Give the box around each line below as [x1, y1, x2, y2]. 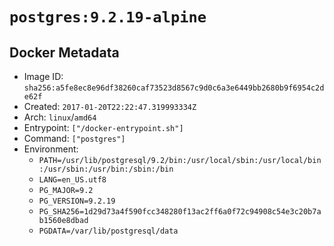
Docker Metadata [9, 44, 120, 61]
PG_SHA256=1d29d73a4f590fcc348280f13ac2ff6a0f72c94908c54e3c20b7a [38, 207, 322, 217]
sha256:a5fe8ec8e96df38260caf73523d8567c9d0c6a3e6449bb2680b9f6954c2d [23, 83, 325, 93]
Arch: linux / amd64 [23, 111, 97, 123]
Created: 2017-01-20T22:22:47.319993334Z [23, 101, 197, 112]
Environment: [23, 143, 79, 155]
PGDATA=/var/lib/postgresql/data [38, 226, 179, 236]
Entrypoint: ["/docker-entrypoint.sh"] [23, 122, 184, 133]
